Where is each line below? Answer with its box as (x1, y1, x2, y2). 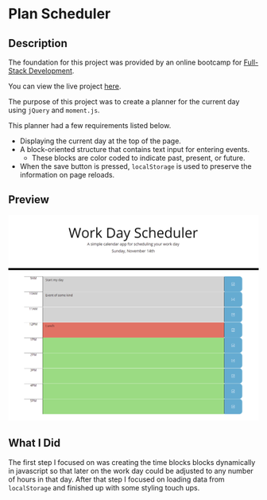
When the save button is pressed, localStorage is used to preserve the (19, 162, 252, 171)
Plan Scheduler (8, 5, 111, 23)
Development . (29, 66, 75, 76)
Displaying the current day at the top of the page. (19, 136, 181, 146)
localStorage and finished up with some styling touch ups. (8, 482, 200, 492)
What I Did (8, 436, 61, 450)
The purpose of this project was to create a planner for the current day (8, 97, 240, 106)
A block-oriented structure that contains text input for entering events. (19, 145, 250, 154)
